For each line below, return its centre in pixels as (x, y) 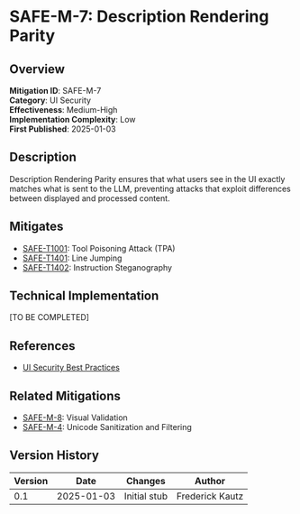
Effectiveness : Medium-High (64, 110)
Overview (37, 69)
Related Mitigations (65, 395)
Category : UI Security (50, 100)
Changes (146, 481)
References (42, 346)
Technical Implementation (84, 296)
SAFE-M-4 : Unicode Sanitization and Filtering (107, 427)
